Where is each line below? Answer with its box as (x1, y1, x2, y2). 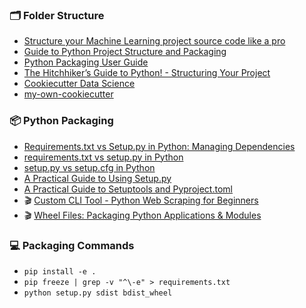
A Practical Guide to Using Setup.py (23, 172, 172, 184)
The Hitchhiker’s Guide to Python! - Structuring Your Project (23, 67, 271, 79)
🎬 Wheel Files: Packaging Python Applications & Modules (23, 209, 262, 221)
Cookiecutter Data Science (23, 78, 136, 90)
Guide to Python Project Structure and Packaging (23, 46, 227, 58)
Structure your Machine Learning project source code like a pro (23, 35, 286, 47)
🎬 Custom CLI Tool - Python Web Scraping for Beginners (23, 194, 259, 206)
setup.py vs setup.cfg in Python (23, 161, 156, 173)
